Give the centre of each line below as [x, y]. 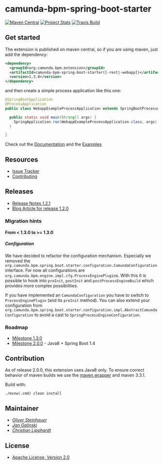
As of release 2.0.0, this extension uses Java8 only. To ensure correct [75, 370]
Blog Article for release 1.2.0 [40, 208]
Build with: [16, 385]
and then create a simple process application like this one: [63, 91]
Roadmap [16, 327]
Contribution [25, 359]
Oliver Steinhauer [29, 420]
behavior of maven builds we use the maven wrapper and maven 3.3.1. [75, 375]
